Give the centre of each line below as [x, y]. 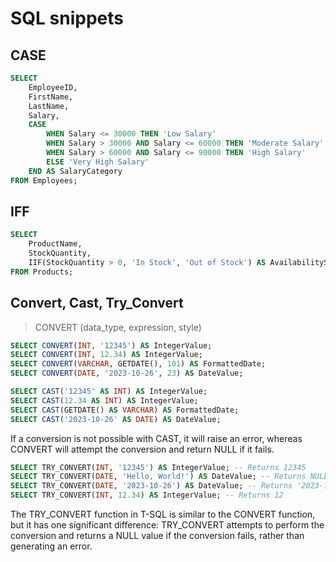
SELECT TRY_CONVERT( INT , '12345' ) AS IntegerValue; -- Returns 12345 [158, 467]
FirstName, [51, 97]
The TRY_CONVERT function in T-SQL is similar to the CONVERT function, [163, 514]
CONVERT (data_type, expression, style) [118, 327]
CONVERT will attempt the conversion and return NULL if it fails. [142, 449]
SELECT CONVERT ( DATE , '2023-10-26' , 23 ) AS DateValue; [127, 373]
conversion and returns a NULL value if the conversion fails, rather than [157, 535]
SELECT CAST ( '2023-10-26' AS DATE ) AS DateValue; [116, 419]
